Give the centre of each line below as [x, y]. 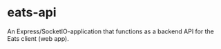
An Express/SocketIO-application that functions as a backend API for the [110, 31]
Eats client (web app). [38, 38]
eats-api [32, 13]
